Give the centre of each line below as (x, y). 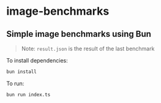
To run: (15, 83)
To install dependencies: (37, 60)
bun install (21, 72)
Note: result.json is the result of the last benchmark (88, 48)
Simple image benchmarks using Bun (79, 34)
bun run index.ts (28, 94)
